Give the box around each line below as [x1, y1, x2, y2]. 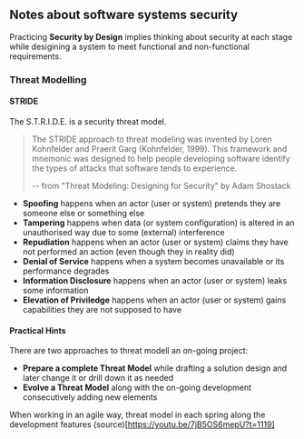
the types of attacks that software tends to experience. [31, 163, 238, 174]
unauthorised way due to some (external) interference [22, 226, 225, 237]
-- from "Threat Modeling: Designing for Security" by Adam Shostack [31, 180, 291, 191]
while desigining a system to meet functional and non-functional [9, 41, 250, 52]
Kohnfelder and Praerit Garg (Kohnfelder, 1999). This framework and [31, 143, 288, 154]
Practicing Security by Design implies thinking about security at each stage [9, 31, 293, 42]
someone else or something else [22, 207, 145, 218]
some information [22, 284, 89, 295]
